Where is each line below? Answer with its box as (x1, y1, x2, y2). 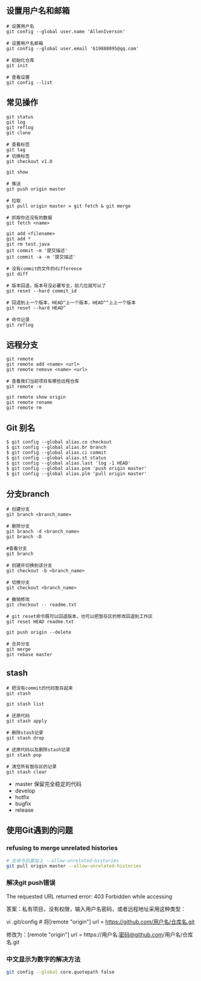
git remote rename (6, 399, 53, 406)
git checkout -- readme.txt (6, 602, 77, 608)
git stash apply (6, 718, 47, 724)
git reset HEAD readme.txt (6, 619, 74, 625)
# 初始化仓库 (6, 57, 34, 63)
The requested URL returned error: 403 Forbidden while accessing (6, 893, 173, 900)
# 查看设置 (6, 74, 30, 80)
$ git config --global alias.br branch (6, 445, 107, 451)
